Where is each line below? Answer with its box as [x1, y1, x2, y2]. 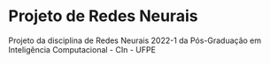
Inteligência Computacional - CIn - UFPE [8, 44, 157, 54]
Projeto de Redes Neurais [8, 6, 198, 26]
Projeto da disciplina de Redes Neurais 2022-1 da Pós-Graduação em [8, 35, 262, 46]
